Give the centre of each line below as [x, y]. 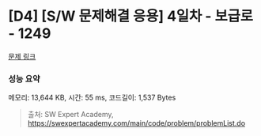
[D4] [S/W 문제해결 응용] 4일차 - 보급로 [131, 16]
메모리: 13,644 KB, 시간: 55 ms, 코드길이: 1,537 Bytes [92, 98]
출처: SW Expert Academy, [70, 115]
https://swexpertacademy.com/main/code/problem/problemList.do [136, 123]
